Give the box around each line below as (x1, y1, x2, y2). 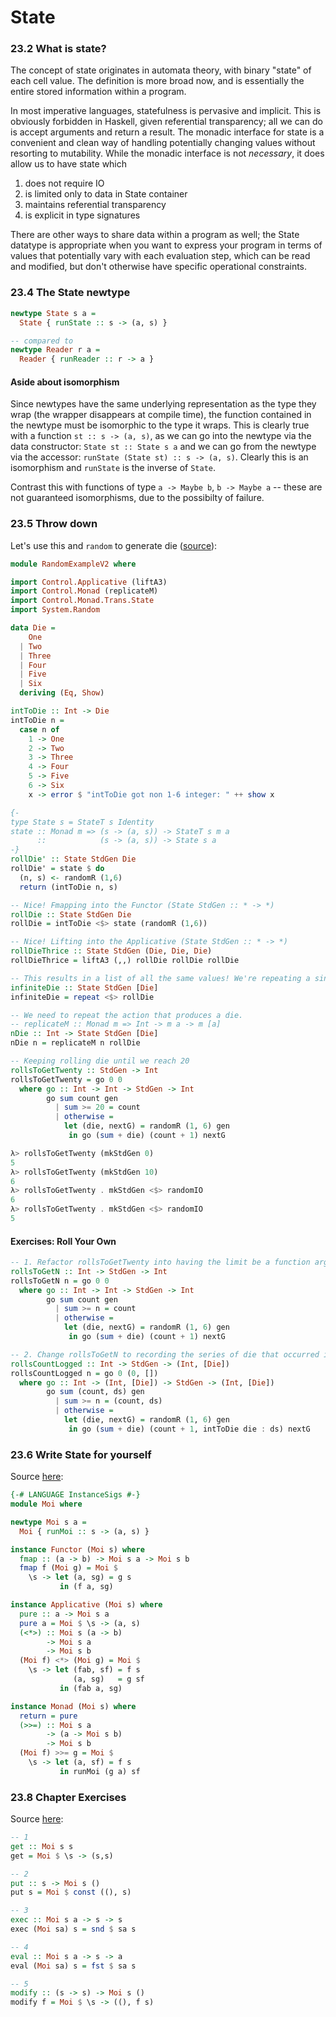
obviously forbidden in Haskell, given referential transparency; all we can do (10, 116, 323, 128)
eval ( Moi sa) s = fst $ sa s (10, 1961, 137, 1971)
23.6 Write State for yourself (10, 1447, 152, 1461)
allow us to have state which (10, 158, 128, 170)
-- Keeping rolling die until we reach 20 (10, 1056, 190, 1066)
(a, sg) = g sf (73, 1674, 145, 1685)
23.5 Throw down (10, 517, 98, 531)
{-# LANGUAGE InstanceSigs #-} (10, 1490, 141, 1500)
